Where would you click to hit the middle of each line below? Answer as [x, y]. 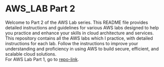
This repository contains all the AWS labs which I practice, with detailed [79, 38]
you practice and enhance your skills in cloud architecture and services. [79, 33]
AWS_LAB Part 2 [40, 9]
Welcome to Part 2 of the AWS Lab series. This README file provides [77, 22]
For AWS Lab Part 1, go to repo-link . [42, 59]
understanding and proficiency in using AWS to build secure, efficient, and [82, 49]
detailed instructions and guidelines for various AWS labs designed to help [82, 27]
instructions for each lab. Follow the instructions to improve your [72, 43]
